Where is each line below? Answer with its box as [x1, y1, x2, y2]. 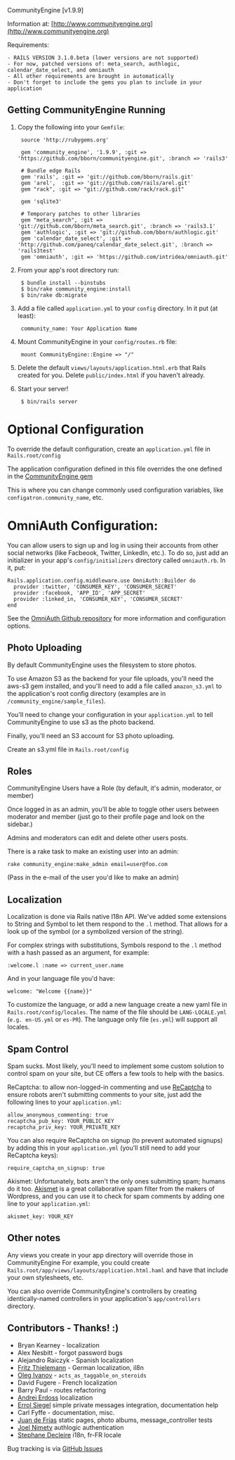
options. [7, 621, 32, 630]
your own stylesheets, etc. [7, 1273, 84, 1281]
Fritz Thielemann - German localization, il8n [17, 1363, 145, 1371]
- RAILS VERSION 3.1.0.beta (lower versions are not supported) [7, 54, 199, 61]
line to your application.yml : [7, 1199, 90, 1207]
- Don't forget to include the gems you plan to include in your [7, 79, 202, 86]
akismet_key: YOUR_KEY [7, 1213, 74, 1220]
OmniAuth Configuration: [7, 517, 159, 533]
